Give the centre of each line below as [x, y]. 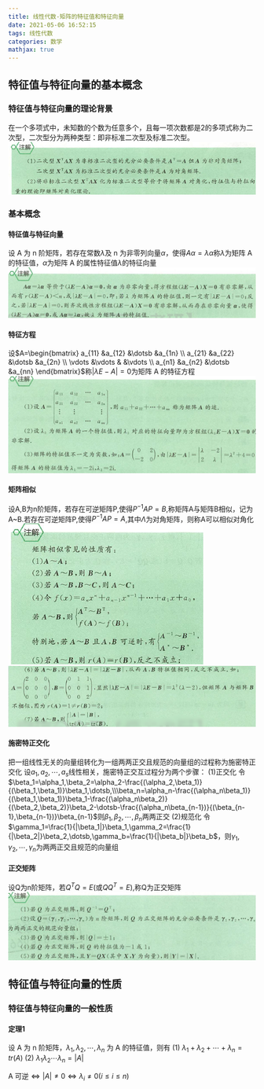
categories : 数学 [35, 42]
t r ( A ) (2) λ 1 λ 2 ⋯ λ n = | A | [46, 1059]
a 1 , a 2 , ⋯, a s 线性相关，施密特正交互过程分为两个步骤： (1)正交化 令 [138, 773]
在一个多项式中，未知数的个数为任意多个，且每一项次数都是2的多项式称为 [127, 127]
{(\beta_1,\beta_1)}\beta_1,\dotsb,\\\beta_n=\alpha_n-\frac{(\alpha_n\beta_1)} [130, 790]
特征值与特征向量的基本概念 [75, 85]
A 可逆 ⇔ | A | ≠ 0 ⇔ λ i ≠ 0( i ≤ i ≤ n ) [69, 1077]
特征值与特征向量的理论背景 [60, 109]
